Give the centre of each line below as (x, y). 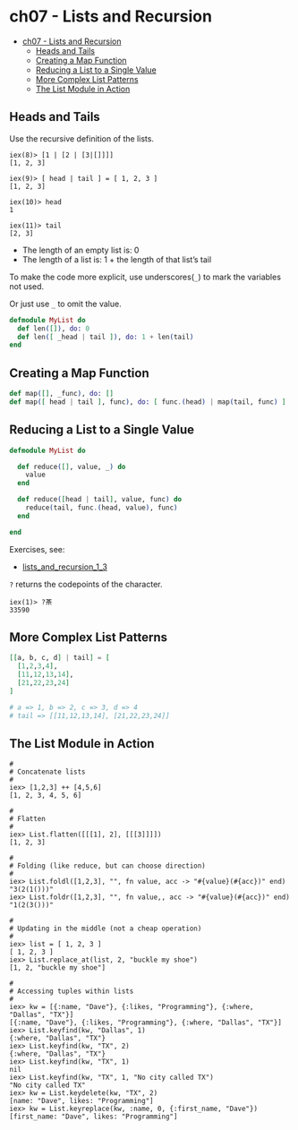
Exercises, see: (37, 549)
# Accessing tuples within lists (72, 991)
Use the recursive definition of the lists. (82, 138)
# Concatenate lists (48, 772)
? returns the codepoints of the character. (86, 584)
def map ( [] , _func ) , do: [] (62, 394)
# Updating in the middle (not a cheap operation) (106, 929)
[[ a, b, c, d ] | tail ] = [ (60, 658)
